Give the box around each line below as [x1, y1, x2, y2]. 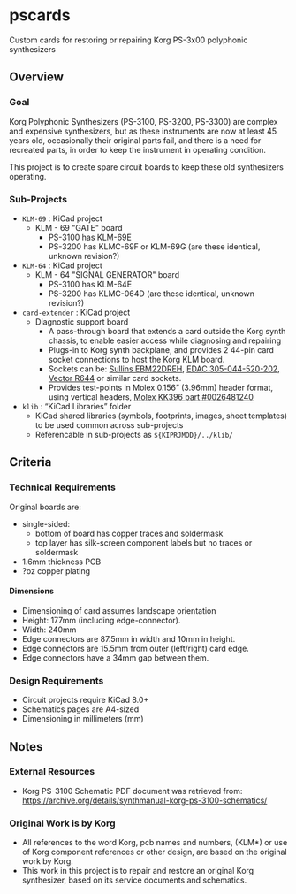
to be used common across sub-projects [34, 419, 184, 430]
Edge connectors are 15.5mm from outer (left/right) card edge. [21, 643, 249, 653]
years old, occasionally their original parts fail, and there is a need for [9, 134, 262, 146]
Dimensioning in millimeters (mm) [21, 714, 144, 724]
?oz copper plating [21, 565, 91, 576]
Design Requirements [9, 674, 104, 686]
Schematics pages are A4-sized [21, 704, 140, 714]
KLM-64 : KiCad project [21, 260, 103, 271]
